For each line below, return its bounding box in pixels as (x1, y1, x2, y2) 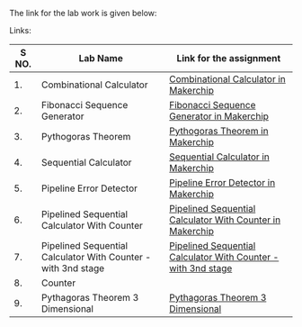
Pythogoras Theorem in (169, 125, 269, 137)
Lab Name (78, 52, 123, 64)
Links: (9, 25, 31, 35)
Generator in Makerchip (169, 110, 270, 123)
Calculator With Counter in (169, 213, 281, 226)
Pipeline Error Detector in (169, 177, 276, 188)
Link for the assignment (176, 52, 281, 64)
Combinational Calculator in (169, 73, 286, 85)
